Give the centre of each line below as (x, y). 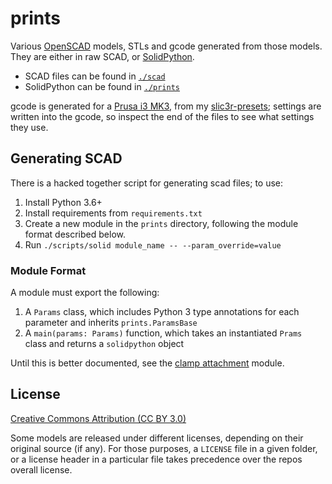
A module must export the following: (85, 293)
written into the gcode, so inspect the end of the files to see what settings (162, 116)
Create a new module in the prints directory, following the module (161, 223)
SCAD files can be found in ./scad (95, 76)
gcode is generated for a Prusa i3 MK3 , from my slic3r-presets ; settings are (166, 106)
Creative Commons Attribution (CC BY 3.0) (98, 418)
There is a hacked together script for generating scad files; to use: (147, 183)
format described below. (75, 234)
